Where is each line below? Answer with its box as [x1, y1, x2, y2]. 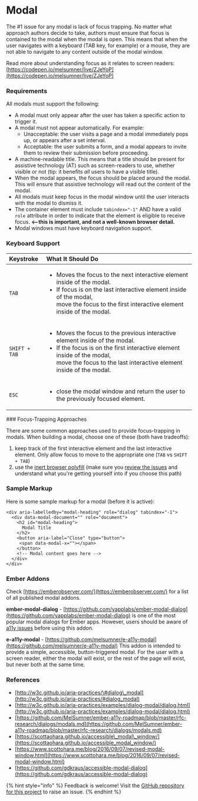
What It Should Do [46, 254, 99, 263]
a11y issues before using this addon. [6, 625, 94, 632]
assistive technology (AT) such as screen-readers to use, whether [14, 162, 176, 169]
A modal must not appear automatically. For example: [14, 125, 144, 132]
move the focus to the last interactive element [56, 358, 183, 367]
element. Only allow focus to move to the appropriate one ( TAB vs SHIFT [14, 451, 187, 458]
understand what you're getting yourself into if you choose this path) [14, 470, 182, 477]
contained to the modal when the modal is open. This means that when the [6, 35, 187, 42]
